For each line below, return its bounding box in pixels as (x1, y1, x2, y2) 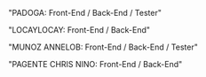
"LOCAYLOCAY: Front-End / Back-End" (8, 25, 151, 35)
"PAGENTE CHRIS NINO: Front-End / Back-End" (8, 59, 183, 69)
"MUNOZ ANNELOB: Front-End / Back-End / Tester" (8, 42, 199, 52)
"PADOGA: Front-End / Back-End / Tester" (8, 8, 162, 18)
